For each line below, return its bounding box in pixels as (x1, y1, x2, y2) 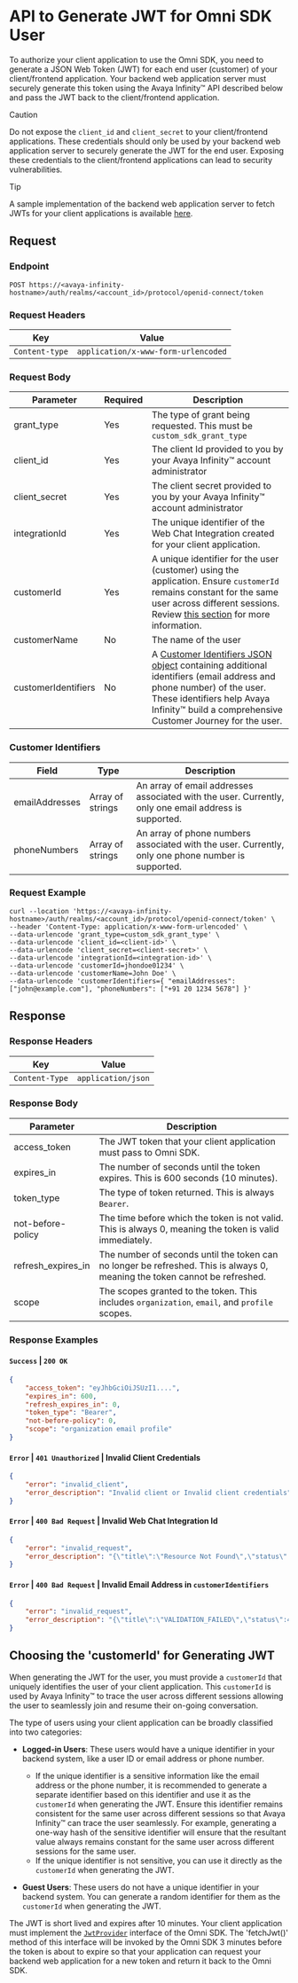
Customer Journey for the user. (151, 715, 283, 727)
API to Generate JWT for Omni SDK (9, 6, 272, 27)
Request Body (9, 371, 71, 383)
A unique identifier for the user (151, 553, 279, 565)
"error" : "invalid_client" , (25, 1480, 129, 1489)
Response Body (9, 1097, 78, 1109)
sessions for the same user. (35, 1846, 137, 1856)
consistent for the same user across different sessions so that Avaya (35, 1807, 286, 1819)
